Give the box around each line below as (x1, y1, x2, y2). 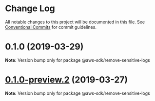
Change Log (5, 3, 55, 14)
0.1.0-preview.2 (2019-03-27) (5, 74, 128, 85)
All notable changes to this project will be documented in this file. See (5, 19, 145, 25)
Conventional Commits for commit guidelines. (5, 24, 97, 30)
